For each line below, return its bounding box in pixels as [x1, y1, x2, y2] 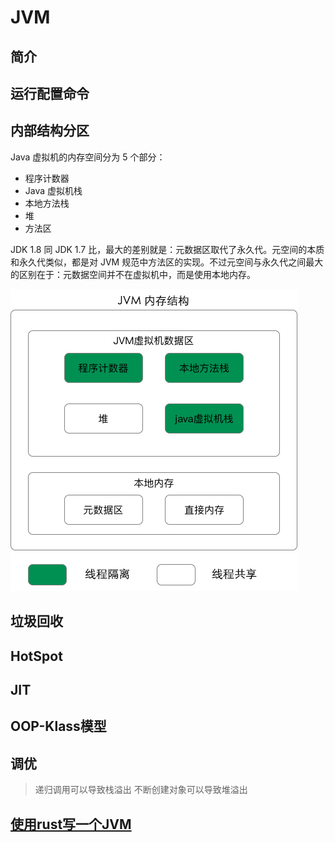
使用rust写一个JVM [10, 816, 132, 833]
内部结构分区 [10, 122, 90, 140]
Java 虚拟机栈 [24, 184, 83, 196]
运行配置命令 [10, 85, 90, 102]
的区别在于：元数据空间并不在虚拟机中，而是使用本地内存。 [10, 268, 256, 280]
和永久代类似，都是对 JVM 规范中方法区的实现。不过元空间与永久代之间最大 [10, 256, 324, 268]
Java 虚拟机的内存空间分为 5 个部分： [10, 151, 166, 163]
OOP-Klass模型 [10, 718, 107, 735]
